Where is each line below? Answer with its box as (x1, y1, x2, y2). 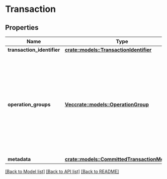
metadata (7, 156, 31, 163)
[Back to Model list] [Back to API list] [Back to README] (5, 169, 119, 175)
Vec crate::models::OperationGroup (64, 101, 149, 108)
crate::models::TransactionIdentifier (64, 46, 152, 53)
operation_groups (7, 101, 51, 108)
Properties (5, 23, 39, 32)
